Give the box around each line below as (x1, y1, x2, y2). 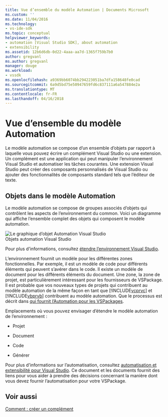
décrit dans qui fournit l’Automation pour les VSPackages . (5, 298, 124, 304)
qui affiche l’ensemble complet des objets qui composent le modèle (5, 216, 145, 222)
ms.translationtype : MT (5, 86, 55, 92)
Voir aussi (5, 392, 37, 401)
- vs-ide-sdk (5, 26, 33, 31)
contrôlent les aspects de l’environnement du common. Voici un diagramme (5, 211, 161, 216)
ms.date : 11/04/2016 (5, 17, 49, 22)
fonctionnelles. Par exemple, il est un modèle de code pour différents (5, 261, 148, 267)
